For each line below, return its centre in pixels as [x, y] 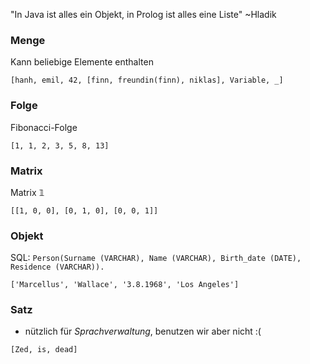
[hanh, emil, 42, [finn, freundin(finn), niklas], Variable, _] [147, 80]
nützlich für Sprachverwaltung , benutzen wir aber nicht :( [143, 331]
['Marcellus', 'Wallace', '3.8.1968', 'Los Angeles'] [125, 285]
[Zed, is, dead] [44, 350]
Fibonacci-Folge [44, 127]
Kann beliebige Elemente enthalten [82, 62]
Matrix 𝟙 [27, 192]
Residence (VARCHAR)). [57, 267]
